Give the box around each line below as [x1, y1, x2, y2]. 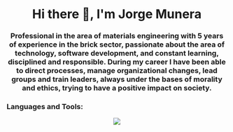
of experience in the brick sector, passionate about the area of [8, 40, 225, 49]
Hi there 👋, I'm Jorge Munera [31, 6, 202, 22]
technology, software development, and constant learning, [14, 49, 220, 58]
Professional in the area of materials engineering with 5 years [10, 31, 224, 41]
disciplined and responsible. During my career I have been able [7, 57, 227, 67]
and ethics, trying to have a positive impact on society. [22, 83, 212, 93]
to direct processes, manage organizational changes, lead [16, 66, 218, 76]
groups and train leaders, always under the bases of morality [10, 74, 223, 84]
